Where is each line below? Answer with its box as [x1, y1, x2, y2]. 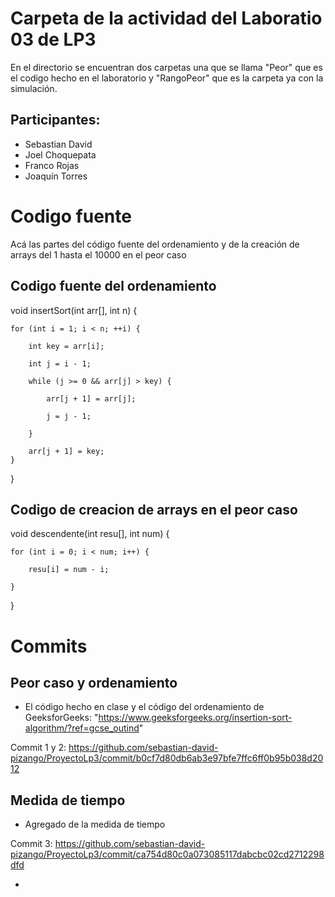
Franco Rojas [24, 159, 80, 171]
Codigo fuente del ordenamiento [10, 278, 217, 295]
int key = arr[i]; [28, 341, 105, 351]
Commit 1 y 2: [10, 742, 67, 754]
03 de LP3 [10, 28, 97, 51]
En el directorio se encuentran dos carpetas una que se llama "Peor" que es [10, 61, 323, 73]
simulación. [10, 82, 58, 94]
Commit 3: [10, 838, 53, 850]
